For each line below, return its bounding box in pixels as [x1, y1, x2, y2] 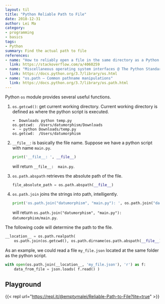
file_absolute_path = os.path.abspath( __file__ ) [12, 182, 114, 187]
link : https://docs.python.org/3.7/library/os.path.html [9, 80, 129, 85]
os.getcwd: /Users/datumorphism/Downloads [12, 122, 103, 127]
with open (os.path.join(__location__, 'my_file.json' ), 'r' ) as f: [5, 262, 146, 267]
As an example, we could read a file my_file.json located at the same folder [5, 247, 159, 253]
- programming [5, 30, 34, 35]
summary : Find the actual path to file [5, 48, 87, 53]
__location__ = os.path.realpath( [5, 234, 76, 239]
